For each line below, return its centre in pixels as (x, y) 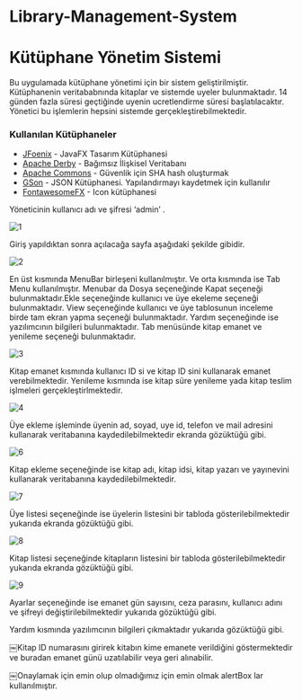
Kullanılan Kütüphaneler (63, 135)
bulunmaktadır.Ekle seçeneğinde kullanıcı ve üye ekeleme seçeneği (134, 298)
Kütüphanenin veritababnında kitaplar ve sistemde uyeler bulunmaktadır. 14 (148, 93)
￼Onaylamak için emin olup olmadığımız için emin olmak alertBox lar (136, 676)
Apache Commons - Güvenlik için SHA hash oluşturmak (125, 173)
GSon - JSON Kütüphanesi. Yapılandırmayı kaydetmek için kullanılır (147, 182)
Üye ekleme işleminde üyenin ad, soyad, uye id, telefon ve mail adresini (141, 425)
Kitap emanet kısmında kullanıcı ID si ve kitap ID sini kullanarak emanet (140, 371)
